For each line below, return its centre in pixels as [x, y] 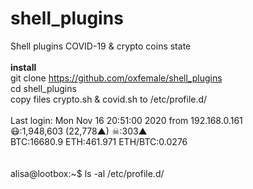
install [23, 67]
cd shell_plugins [43, 88]
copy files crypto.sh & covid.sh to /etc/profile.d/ [109, 99]
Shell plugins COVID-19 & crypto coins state [101, 46]
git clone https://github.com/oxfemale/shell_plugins [116, 78]
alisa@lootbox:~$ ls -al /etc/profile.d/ [87, 173]
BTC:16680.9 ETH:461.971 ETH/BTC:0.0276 [99, 141]
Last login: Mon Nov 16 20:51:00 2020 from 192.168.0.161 [126, 120]
